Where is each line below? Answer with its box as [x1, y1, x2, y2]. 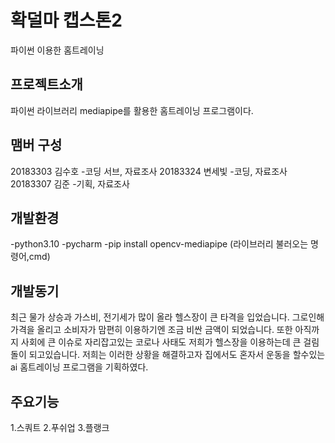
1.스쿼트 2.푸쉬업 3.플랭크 [10, 422, 110, 433]
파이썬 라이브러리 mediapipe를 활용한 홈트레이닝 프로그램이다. [10, 104, 254, 116]
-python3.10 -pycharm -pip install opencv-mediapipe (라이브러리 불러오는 [10, 238, 309, 250]
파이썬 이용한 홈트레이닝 [10, 44, 105, 56]
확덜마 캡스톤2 [10, 9, 123, 32]
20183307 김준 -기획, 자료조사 [10, 177, 130, 190]
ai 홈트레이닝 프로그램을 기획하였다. [10, 361, 149, 373]
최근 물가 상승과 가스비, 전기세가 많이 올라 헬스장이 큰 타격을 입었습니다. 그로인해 [10, 311, 325, 323]
